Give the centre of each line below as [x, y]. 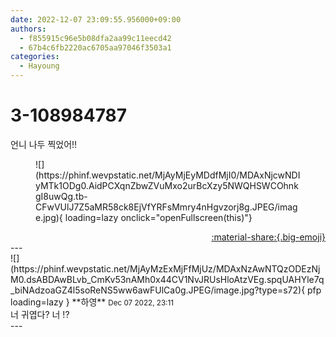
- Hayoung [39, 66]
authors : [28, 29]
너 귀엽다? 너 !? [40, 314]
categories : [35, 57]
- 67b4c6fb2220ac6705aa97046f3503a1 [95, 47]
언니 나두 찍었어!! [44, 144]
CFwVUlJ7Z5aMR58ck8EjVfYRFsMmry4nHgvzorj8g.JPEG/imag [166, 207]
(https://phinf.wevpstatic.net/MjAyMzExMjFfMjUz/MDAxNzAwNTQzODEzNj [165, 268]
